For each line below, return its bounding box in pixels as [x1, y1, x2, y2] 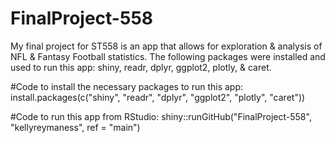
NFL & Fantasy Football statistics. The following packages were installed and [10, 50, 326, 62]
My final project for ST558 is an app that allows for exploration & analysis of [10, 40, 323, 52]
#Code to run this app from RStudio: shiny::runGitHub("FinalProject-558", [10, 110, 312, 122]
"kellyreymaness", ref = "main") [10, 121, 141, 133]
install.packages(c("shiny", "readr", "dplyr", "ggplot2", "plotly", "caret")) [10, 91, 306, 103]
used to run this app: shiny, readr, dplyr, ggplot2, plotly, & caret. [10, 61, 272, 73]
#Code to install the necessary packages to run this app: [10, 80, 244, 92]
